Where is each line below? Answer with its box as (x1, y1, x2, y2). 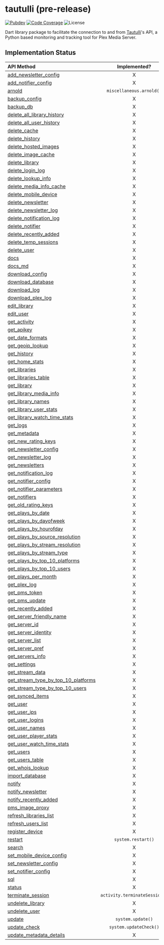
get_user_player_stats (7, 732, 58, 739)
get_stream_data (7, 669, 45, 675)
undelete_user (7, 908, 41, 915)
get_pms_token (7, 589, 42, 596)
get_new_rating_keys (7, 438, 56, 445)
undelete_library (7, 899, 45, 906)
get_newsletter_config (7, 446, 59, 452)
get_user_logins (7, 717, 44, 723)
